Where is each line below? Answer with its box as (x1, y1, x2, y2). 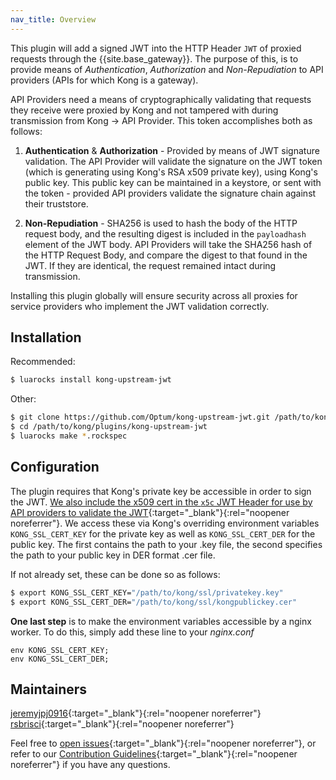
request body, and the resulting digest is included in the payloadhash (24, 227, 307, 240)
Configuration (10, 459, 100, 476)
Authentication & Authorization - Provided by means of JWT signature (24, 144, 320, 156)
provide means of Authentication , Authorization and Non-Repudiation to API (10, 63, 324, 75)
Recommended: (10, 356, 76, 368)
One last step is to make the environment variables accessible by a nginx (10, 615, 312, 627)
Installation (10, 329, 82, 346)
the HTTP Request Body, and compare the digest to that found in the (24, 249, 308, 261)
